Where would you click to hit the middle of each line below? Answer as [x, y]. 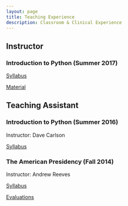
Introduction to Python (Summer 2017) [62, 63]
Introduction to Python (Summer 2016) [62, 122]
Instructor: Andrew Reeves [38, 174]
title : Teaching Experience [41, 17]
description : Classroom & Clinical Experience [64, 22]
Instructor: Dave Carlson [36, 135]
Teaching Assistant [42, 105]
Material [16, 87]
